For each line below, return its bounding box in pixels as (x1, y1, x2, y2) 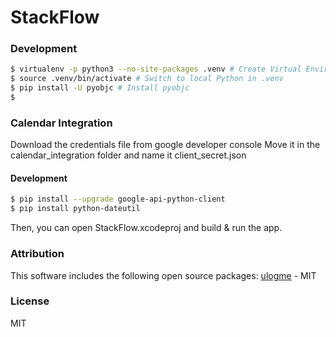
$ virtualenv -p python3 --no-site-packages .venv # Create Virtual (10, 64, 302, 75)
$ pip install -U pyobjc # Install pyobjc (10, 83, 190, 93)
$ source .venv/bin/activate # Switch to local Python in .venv (10, 74, 284, 84)
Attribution (10, 247, 65, 261)
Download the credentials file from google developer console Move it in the (10, 139, 321, 151)
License (10, 294, 50, 308)
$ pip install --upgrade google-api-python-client (10, 194, 226, 205)
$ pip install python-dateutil (10, 204, 141, 214)
